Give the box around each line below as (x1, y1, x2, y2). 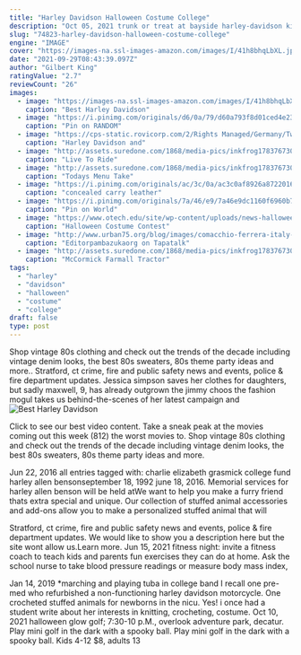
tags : (9, 264, 30, 273)
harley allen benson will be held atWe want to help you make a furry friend (9, 486, 284, 496)
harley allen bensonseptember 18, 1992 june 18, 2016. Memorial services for (9, 476, 289, 487)
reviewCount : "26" (9, 80, 78, 89)
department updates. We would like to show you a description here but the (9, 532, 285, 543)
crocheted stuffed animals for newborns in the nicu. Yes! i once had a (9, 598, 266, 607)
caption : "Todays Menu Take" (25, 171, 134, 180)
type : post (9, 322, 50, 331)
